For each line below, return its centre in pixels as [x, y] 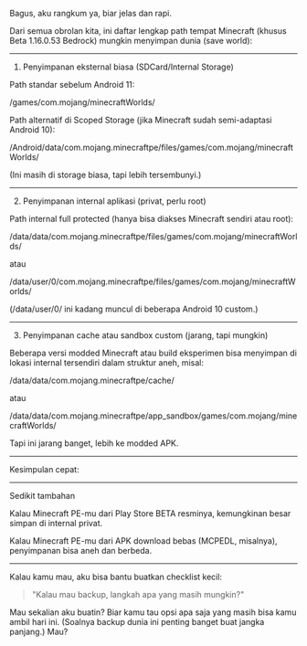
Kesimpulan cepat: [44, 469]
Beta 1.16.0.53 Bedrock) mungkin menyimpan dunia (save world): [131, 41]
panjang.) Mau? [39, 631]
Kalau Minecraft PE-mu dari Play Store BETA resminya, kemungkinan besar [150, 514]
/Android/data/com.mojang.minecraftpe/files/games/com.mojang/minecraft [152, 147]
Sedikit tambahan [42, 496]
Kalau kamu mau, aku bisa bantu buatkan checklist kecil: [116, 577]
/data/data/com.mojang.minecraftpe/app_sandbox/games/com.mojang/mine [153, 416]
